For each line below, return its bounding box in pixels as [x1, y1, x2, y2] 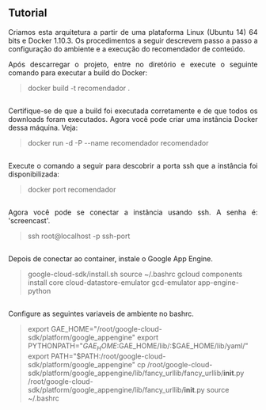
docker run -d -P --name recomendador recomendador [27, 138, 209, 147]
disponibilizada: [8, 169, 59, 179]
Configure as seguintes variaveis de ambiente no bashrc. [8, 309, 194, 318]
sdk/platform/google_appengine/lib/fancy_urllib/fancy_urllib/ [27, 368, 224, 378]
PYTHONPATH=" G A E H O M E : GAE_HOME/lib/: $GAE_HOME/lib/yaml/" [27, 340, 249, 352]
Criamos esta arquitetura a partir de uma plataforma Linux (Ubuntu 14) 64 [8, 27, 258, 36]
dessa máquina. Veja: [8, 123, 78, 132]
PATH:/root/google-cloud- [80, 351, 166, 361]
